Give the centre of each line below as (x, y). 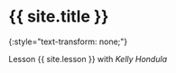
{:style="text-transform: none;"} (68, 41)
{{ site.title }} (59, 17)
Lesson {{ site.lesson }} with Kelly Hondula (88, 59)
